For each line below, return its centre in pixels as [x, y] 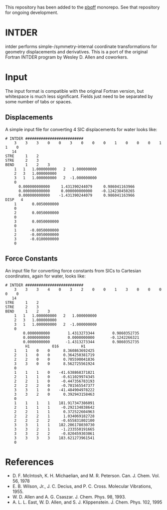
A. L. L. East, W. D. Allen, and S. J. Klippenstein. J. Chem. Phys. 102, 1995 [87, 502]
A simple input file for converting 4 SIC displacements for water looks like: [81, 129]
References [29, 462]
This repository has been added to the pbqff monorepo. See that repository [83, 7]
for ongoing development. [32, 12]
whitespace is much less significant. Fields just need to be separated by [79, 96]
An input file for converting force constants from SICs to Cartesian [73, 270]
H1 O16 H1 [55, 346]
